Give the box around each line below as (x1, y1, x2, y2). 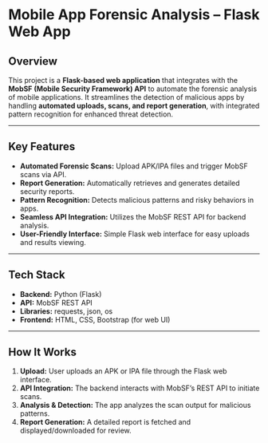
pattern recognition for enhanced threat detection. (8, 109, 174, 119)
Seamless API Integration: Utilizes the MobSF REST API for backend (19, 212, 246, 221)
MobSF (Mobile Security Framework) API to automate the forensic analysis (8, 84, 258, 93)
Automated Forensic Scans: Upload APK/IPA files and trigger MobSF (19, 161, 249, 171)
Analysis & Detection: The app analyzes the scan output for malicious (19, 401, 251, 410)
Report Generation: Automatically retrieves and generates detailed (19, 178, 241, 188)
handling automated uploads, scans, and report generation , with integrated (8, 101, 260, 110)
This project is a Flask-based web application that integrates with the (8, 76, 238, 85)
